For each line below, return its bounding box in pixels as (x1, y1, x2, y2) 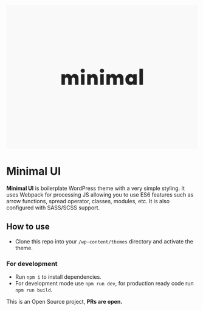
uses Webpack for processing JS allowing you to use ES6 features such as (6, 190, 194, 198)
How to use (6, 222, 50, 232)
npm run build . (15, 286, 53, 293)
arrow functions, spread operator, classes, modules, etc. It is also (6, 197, 170, 204)
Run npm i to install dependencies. (15, 273, 101, 281)
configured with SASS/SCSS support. (6, 204, 100, 211)
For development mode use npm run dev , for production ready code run (15, 280, 194, 287)
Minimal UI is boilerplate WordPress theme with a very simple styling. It (6, 184, 185, 192)
